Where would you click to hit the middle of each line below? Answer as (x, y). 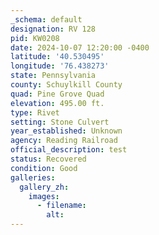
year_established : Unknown (66, 131)
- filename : (61, 206)
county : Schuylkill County (66, 85)
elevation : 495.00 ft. (57, 103)
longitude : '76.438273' (60, 66)
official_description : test (69, 150)
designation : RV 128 (53, 29)
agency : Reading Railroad (64, 141)
